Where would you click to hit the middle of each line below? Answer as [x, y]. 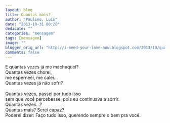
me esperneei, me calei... [32, 77]
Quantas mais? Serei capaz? [35, 110]
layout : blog [19, 10]
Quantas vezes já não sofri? [34, 83]
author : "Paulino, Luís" [31, 19]
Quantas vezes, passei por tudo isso [43, 94]
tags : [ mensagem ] [24, 38]
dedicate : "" [19, 29]
